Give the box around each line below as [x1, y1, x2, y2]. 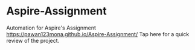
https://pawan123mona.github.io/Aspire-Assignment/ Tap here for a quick [6, 30, 190, 37]
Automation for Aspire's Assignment [6, 24, 97, 31]
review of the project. [6, 37, 60, 44]
